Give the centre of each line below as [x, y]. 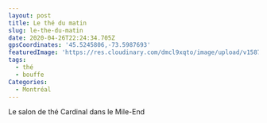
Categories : [28, 82]
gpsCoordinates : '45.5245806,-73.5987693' [79, 45]
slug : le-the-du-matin [46, 30]
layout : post [30, 15]
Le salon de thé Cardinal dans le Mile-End [77, 112]
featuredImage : [33, 52]
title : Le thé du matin [48, 23]
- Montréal [33, 89]
